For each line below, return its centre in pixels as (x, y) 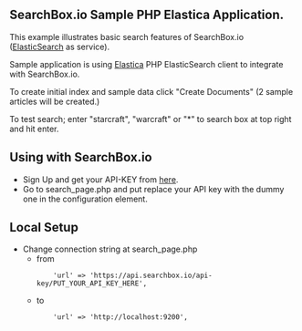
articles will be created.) (55, 101)
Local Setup (44, 228)
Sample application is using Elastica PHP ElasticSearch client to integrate (146, 64)
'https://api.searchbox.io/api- (151, 276)
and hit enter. (34, 129)
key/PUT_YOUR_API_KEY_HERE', (92, 284)
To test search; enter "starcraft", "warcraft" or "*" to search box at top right (151, 119)
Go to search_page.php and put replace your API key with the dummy (153, 189)
